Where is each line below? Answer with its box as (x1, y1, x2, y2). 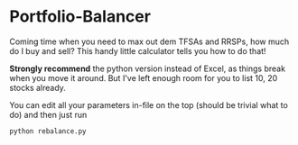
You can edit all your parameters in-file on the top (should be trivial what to (9, 99, 289, 110)
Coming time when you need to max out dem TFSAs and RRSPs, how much (9, 36, 290, 47)
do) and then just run (9, 109, 88, 120)
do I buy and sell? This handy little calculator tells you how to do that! (9, 45, 266, 56)
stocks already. (9, 82, 66, 93)
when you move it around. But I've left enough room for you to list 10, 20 (9, 72, 278, 83)
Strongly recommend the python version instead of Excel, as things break (9, 63, 286, 74)
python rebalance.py (9, 126, 88, 136)
